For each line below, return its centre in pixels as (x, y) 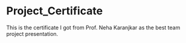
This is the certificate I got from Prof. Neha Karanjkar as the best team (93, 27)
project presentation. (32, 33)
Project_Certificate (55, 11)
